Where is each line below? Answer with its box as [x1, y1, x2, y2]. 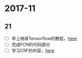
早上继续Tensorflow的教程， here [11, 36, 77, 41]
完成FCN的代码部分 [11, 42, 50, 47]
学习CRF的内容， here [11, 48, 55, 54]
